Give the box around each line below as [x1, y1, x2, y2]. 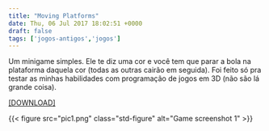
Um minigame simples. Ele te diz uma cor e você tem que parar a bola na [8, 57, 252, 66]
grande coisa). [8, 82, 57, 92]
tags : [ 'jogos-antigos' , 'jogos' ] [8, 34, 121, 43]
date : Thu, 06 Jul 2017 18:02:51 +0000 [8, 19, 143, 27]
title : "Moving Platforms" [8, 11, 99, 20]
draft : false [8, 27, 53, 35]
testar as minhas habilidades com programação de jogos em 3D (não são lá [8, 74, 260, 83]
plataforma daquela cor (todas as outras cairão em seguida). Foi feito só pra [8, 65, 262, 75]
